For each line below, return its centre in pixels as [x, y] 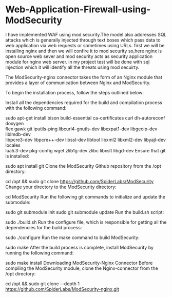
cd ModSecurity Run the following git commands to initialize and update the [85, 196]
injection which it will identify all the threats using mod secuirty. [72, 67]
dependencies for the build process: [44, 227]
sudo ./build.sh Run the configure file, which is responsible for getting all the [86, 222]
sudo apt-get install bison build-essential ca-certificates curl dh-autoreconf [85, 118]
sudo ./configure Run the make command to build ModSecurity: [73, 237]
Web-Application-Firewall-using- [78, 9]
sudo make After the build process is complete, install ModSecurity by [80, 247]
